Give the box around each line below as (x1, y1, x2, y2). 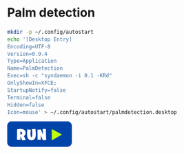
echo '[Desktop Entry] (7, 36, 72, 43)
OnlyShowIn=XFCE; (7, 79, 57, 87)
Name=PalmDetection (7, 65, 63, 72)
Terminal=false (7, 94, 51, 101)
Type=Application (7, 57, 57, 65)
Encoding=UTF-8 (7, 43, 51, 50)
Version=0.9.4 (7, 50, 48, 57)
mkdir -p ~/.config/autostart (7, 28, 94, 35)
